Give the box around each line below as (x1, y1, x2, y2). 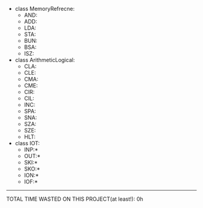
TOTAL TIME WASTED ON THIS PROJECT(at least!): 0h (6, 195, 143, 203)
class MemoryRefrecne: (14, 5, 75, 12)
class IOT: (14, 140, 40, 147)
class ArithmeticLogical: (14, 57, 76, 63)
